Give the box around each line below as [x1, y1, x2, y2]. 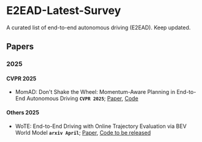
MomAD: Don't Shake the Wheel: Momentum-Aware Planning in [15, 88, 176, 96]
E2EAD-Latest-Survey [6, 4, 121, 18]
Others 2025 [6, 109, 40, 116]
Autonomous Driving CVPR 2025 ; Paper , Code [26, 95, 139, 102]
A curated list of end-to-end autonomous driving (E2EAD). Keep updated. [6, 24, 191, 31]
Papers [6, 41, 34, 52]
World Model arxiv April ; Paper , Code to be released [15, 129, 151, 136]
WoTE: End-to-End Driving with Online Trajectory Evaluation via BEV [15, 122, 187, 130]
